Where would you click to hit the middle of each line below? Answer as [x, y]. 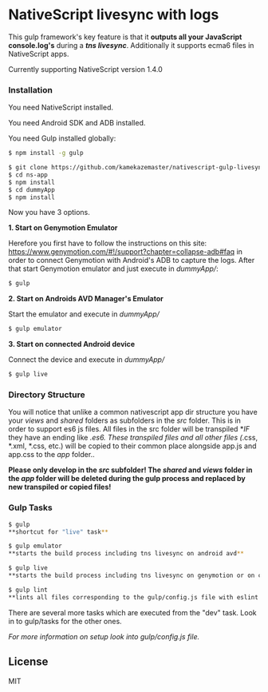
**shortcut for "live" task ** [59, 532]
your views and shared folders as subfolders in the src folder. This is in [125, 420]
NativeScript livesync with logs [114, 15]
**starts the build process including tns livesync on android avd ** [126, 554]
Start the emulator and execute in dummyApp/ [84, 314]
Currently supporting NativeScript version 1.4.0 [85, 69]
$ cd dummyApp [32, 189]
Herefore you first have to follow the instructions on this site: [108, 243]
